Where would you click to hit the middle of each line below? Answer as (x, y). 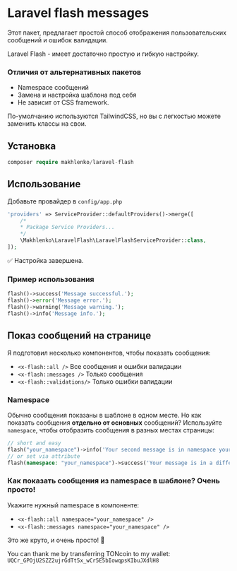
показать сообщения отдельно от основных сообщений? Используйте (115, 423)
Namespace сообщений (53, 88)
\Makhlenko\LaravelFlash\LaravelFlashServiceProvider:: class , (113, 241)
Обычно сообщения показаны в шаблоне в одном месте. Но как (104, 415)
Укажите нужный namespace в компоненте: (73, 505)
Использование (44, 184)
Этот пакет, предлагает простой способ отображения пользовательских (117, 33)
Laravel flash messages (78, 13)
